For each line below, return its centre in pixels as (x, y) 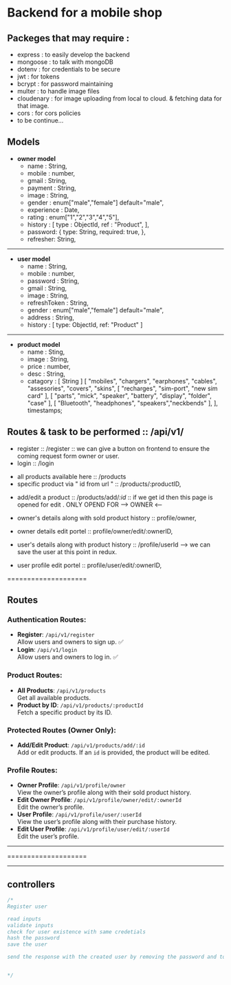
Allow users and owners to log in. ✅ (68, 657)
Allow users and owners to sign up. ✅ (70, 642)
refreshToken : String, (58, 303)
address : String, (51, 317)
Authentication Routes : (47, 619)
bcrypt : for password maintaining (65, 84)
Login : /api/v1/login (47, 650)
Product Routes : (35, 675)
